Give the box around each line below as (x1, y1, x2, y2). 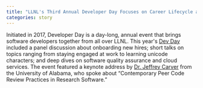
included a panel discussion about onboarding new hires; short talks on (6, 43, 184, 51)
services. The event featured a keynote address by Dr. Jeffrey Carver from (6, 63, 192, 70)
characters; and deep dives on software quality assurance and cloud (6, 57, 177, 64)
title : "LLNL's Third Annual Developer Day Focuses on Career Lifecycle (6, 8, 193, 15)
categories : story (6, 14, 53, 20)
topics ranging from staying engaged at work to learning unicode (6, 50, 168, 57)
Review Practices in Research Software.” (6, 76, 108, 83)
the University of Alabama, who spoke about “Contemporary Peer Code (6, 69, 185, 77)
